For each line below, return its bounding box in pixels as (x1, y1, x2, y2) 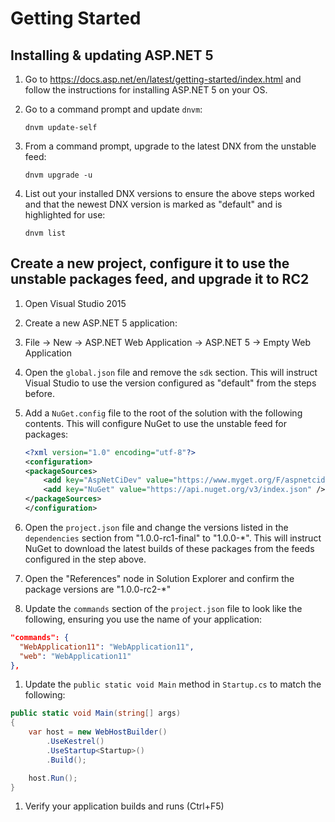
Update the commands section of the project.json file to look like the (24, 602, 303, 614)
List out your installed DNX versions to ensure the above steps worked (24, 188, 315, 199)
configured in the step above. (24, 553, 147, 565)
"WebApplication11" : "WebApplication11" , (19, 642, 195, 652)
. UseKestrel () (46, 737, 105, 747)
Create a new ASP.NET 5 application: (24, 317, 178, 329)
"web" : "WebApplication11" (19, 651, 132, 661)
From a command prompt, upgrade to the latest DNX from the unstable (24, 140, 317, 152)
